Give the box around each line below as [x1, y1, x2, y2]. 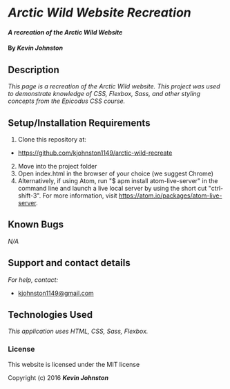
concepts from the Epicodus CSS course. [8, 97, 126, 105]
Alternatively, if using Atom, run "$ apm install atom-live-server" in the [17, 177, 218, 184]
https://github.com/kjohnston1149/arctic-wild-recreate [17, 149, 173, 157]
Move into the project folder [17, 162, 97, 170]
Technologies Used [8, 309, 93, 321]
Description [8, 64, 59, 75]
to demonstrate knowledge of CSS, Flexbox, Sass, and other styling [8, 90, 201, 98]
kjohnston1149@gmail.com [17, 289, 94, 297]
